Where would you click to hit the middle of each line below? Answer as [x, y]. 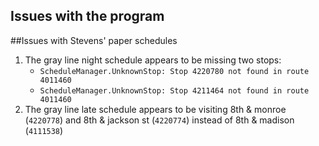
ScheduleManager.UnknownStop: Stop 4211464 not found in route [174, 90]
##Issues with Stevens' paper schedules [94, 40]
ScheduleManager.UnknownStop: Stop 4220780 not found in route [174, 71]
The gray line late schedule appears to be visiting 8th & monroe [155, 109]
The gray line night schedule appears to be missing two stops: [153, 60]
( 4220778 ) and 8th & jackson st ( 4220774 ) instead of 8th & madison [159, 120]
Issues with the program [87, 16]
